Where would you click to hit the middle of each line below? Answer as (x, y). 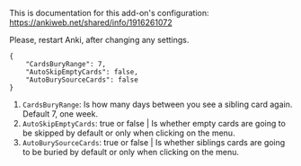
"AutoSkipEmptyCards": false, (82, 72)
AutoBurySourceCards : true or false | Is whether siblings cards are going (154, 142)
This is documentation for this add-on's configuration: (109, 13)
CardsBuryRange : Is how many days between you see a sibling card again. (157, 104)
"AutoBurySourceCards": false (82, 80)
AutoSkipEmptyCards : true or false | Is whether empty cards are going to (154, 123)
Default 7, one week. (60, 114)
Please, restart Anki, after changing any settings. (99, 40)
